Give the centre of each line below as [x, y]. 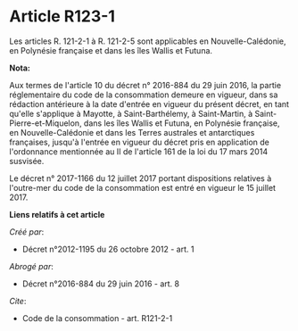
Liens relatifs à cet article [57, 214]
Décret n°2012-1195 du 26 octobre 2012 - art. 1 [108, 249]
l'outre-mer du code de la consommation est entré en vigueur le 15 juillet [143, 187]
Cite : [18, 301]
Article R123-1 [62, 17]
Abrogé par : [31, 266]
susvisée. [27, 161]
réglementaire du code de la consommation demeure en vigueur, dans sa [144, 95]
